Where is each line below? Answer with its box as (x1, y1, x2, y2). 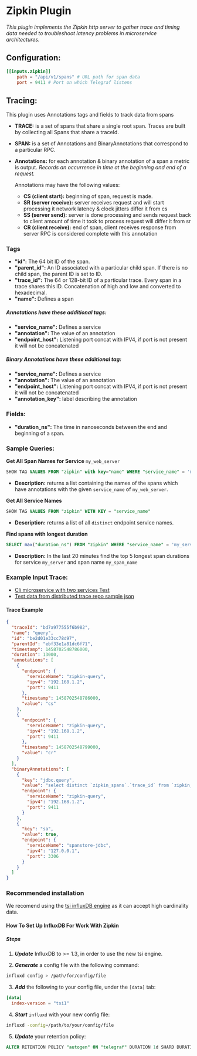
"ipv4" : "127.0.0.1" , (27, 848, 80, 854)
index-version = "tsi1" (11, 1000, 69, 1006)
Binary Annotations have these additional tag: (6, 356, 122, 363)
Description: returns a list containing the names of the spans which (14, 479, 178, 486)
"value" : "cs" (21, 701, 57, 707)
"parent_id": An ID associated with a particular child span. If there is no (14, 264, 188, 271)
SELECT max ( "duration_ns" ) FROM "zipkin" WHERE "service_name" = (6, 541, 169, 547)
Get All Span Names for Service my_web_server (6, 458, 120, 465)
